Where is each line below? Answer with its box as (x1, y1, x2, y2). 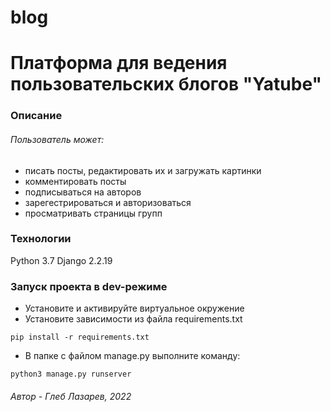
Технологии (10, 232, 72, 246)
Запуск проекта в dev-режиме (10, 279, 168, 293)
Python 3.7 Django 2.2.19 (10, 254, 113, 266)
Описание (10, 109, 63, 123)
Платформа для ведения (10, 52, 228, 75)
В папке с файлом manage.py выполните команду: (24, 350, 241, 362)
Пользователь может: (10, 133, 105, 145)
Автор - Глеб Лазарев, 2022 (10, 390, 132, 402)
